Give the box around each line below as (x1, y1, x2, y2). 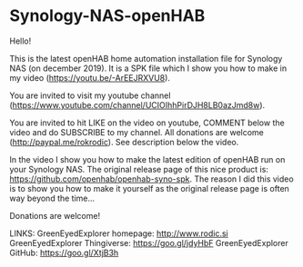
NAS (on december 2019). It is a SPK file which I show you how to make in (9, 63, 288, 74)
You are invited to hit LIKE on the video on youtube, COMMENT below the (9, 117, 285, 128)
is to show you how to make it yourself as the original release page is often (9, 183, 289, 193)
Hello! (9, 35, 32, 46)
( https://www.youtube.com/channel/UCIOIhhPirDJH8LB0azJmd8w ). (9, 99, 266, 110)
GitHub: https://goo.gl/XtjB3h (9, 247, 119, 258)
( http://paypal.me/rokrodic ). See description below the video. (9, 136, 239, 147)
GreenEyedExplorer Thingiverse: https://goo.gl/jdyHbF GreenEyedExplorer (9, 237, 288, 248)
